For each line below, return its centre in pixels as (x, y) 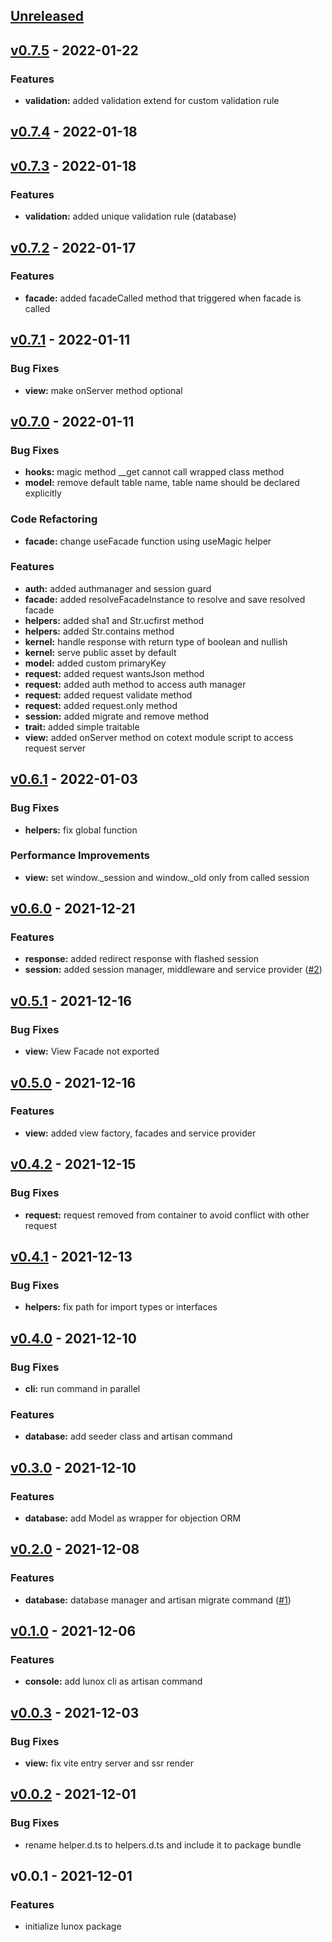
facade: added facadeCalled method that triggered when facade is (163, 298)
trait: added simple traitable (82, 726)
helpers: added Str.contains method (99, 631)
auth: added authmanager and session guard (118, 588)
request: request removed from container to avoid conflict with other (167, 1215)
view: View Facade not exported (92, 1051)
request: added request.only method (101, 705)
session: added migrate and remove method (117, 716)
